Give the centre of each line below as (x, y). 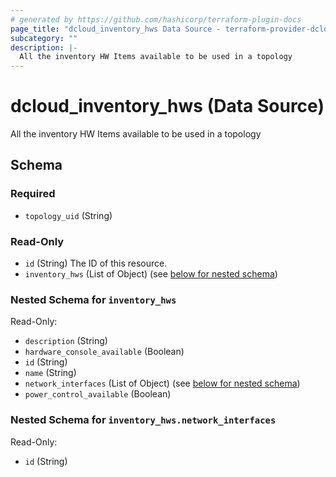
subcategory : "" (44, 38)
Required (33, 194)
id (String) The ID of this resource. (96, 263)
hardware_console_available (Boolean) (104, 352)
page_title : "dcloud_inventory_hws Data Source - (116, 29)
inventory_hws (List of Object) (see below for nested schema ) (151, 274)
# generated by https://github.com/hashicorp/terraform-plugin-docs (156, 19)
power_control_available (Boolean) (98, 394)
